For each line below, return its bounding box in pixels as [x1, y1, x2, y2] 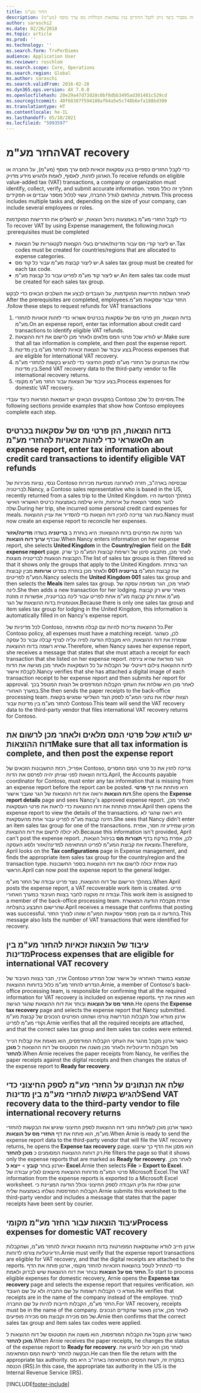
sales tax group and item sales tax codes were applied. [6, 1319, 142, 1326]
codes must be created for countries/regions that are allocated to [14, 246, 176, 253]
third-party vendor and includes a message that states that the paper [6, 1193, 176, 1201]
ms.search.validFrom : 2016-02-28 [6, 81, 90, 87]
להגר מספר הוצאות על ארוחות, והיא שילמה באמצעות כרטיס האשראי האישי [6, 498, 174, 505]
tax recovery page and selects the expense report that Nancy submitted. [6, 1006, 187, 1013]
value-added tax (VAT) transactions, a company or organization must [6, 179, 176, 186]
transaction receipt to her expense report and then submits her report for [6, 674, 187, 681]
